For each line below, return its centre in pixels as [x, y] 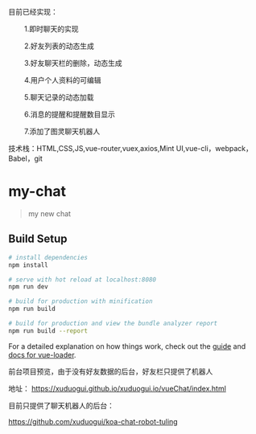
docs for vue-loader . [42, 354]
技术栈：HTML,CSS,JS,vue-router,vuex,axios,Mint [91, 148]
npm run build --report [48, 331]
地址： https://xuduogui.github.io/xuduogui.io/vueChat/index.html [118, 388]
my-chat [37, 192]
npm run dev [28, 287]
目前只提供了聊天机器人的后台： [61, 405]
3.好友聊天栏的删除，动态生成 [73, 63]
